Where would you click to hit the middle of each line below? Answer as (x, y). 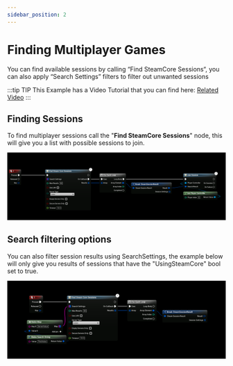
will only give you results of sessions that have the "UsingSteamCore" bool (114, 263)
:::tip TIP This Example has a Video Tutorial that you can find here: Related (113, 89)
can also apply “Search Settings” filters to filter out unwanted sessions (108, 76)
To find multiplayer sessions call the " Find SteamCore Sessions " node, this (115, 136)
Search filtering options (60, 239)
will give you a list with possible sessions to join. (76, 143)
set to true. (23, 271)
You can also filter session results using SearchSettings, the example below (115, 256)
